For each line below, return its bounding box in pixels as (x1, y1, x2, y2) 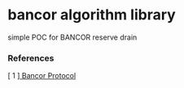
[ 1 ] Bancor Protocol (7, 71, 77, 81)
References (7, 52, 55, 64)
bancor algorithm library (7, 6, 176, 24)
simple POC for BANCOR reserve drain (7, 32, 138, 42)
